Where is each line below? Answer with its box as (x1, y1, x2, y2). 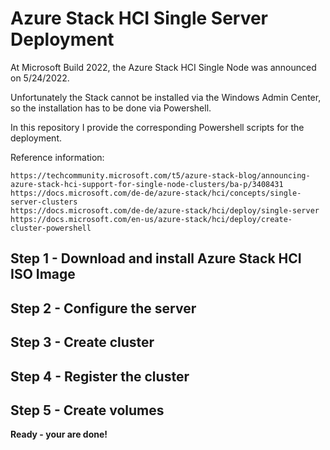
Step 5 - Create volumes (10, 402, 165, 419)
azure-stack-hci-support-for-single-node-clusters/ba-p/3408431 (10, 179, 284, 189)
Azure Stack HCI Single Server (10, 7, 269, 30)
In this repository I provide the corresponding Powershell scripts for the (10, 121, 305, 133)
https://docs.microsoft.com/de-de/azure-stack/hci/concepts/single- (10, 188, 302, 198)
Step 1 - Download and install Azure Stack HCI (10, 250, 302, 267)
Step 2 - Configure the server (10, 300, 197, 317)
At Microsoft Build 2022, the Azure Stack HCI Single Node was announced (10, 61, 317, 73)
